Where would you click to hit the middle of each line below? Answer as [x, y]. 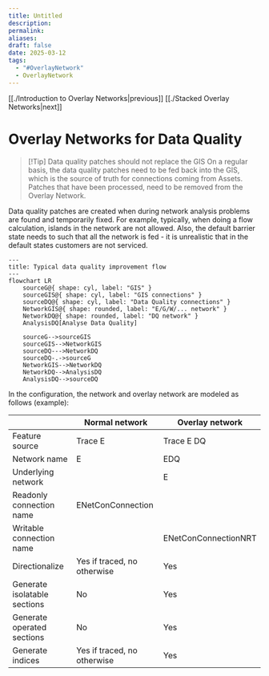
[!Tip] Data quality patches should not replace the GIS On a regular [138, 161]
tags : [17, 61]
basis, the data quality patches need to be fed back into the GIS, [134, 170]
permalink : [26, 30]
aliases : [23, 38]
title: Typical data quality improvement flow [87, 267]
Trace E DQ [185, 440]
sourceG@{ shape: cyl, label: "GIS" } [87, 288]
